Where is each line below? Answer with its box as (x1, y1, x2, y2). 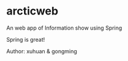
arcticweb (6, 4, 59, 18)
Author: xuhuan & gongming (6, 47, 78, 55)
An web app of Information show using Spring (6, 24, 122, 31)
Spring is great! (6, 36, 45, 43)
